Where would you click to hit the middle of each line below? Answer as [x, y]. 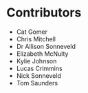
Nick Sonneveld [38, 75]
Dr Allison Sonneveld [46, 46]
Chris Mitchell [36, 39]
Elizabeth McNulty [42, 54]
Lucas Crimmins [39, 68]
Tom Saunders [37, 83]
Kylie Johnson [36, 61]
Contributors [44, 13]
